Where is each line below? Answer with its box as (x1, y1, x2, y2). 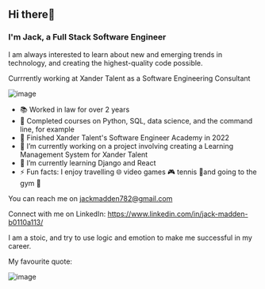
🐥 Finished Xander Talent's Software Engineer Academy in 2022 (19, 132, 230, 143)
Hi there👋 (8, 8, 56, 21)
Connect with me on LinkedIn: (8, 209, 106, 219)
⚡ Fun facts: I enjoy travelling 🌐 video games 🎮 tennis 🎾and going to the (19, 167, 257, 177)
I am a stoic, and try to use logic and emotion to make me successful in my (8, 233, 252, 242)
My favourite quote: (8, 257, 73, 266)
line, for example (19, 124, 75, 134)
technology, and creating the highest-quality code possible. (8, 58, 204, 67)
